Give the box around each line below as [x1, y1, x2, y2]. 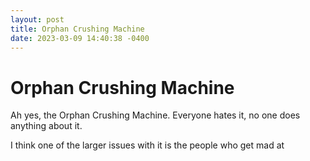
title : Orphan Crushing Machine [10, 24, 145, 34]
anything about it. [10, 120, 83, 132]
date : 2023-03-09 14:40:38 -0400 [10, 33, 150, 43]
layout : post [10, 14, 65, 25]
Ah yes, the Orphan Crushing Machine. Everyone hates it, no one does [10, 109, 301, 121]
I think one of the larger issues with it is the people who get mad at [10, 139, 285, 151]
